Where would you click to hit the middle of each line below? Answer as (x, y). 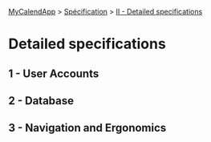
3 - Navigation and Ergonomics (87, 128)
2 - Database (41, 101)
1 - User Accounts (54, 73)
